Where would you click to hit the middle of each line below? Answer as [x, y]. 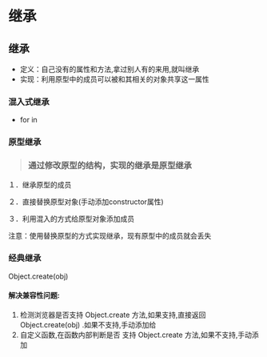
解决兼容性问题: [34, 295]
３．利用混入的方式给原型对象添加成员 [71, 219]
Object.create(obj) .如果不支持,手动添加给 [88, 325]
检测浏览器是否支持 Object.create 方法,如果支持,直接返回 [113, 315]
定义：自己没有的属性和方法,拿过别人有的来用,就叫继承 [110, 69]
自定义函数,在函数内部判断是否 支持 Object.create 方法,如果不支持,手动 [135, 335]
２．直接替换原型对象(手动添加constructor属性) [86, 202]
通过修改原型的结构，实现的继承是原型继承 [110, 166]
